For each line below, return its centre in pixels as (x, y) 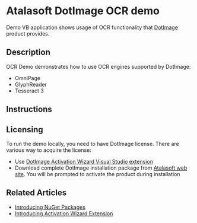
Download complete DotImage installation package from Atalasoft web (101, 168)
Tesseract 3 (29, 91)
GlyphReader (31, 84)
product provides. (28, 33)
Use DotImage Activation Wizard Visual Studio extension (84, 161)
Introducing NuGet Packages (50, 207)
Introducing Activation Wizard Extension (64, 213)
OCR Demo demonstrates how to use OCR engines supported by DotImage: (99, 66)
